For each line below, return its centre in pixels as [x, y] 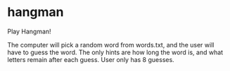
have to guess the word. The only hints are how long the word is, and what [115, 52]
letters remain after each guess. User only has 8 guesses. [91, 59]
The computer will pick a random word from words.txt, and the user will [111, 45]
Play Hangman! [29, 31]
